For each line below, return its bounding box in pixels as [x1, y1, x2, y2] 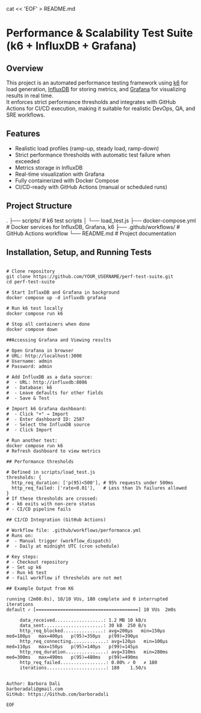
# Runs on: [6, 533, 34, 539]
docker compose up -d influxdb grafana [6, 295, 107, 301]
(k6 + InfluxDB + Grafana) [6, 39, 137, 53]
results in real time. [6, 92, 54, 99]
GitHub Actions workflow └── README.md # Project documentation [6, 230, 176, 237]
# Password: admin [6, 364, 52, 370]
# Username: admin [6, 358, 52, 364]
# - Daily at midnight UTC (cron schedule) [6, 543, 120, 549]
